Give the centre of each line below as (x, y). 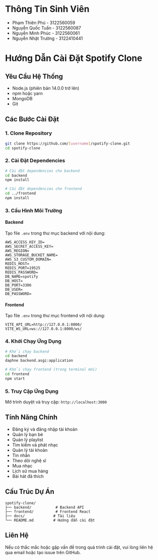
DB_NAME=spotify (22, 277)
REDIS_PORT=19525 (23, 268)
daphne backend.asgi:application (39, 361)
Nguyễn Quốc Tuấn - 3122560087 (46, 28)
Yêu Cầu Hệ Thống (34, 76)
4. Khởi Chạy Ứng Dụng (33, 341)
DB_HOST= (14, 281)
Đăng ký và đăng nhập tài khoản (45, 429)
